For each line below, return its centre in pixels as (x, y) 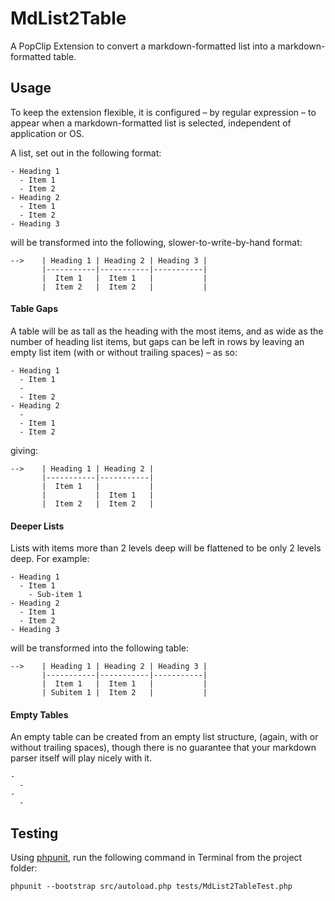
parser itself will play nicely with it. (81, 758)
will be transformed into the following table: (99, 648)
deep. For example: (50, 559)
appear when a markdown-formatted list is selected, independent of (151, 123)
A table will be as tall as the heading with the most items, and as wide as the (167, 331)
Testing (34, 833)
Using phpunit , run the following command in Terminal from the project (156, 858)
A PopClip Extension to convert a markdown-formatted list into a (143, 46)
